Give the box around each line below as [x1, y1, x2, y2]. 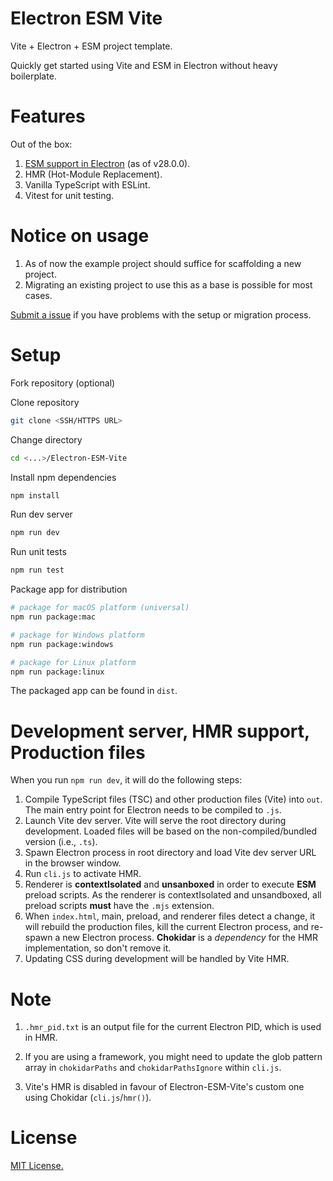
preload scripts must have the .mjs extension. [24, 900, 215, 912]
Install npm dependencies [10, 471, 117, 483]
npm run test [10, 565, 65, 576]
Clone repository [10, 396, 80, 408]
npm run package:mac [10, 612, 97, 622]
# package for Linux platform [10, 657, 137, 667]
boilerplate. [10, 70, 57, 82]
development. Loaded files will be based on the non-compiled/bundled [24, 825, 318, 837]
